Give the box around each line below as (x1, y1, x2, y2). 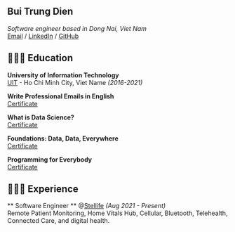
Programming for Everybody (7, 155, 93, 164)
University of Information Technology (7, 70, 119, 79)
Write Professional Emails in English (7, 91, 114, 101)
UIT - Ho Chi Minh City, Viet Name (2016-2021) (7, 78, 143, 86)
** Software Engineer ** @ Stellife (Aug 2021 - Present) (7, 202, 166, 210)
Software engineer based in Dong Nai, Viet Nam (7, 24, 147, 32)
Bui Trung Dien (7, 6, 74, 18)
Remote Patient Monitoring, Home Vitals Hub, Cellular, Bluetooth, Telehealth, (7, 209, 228, 217)
